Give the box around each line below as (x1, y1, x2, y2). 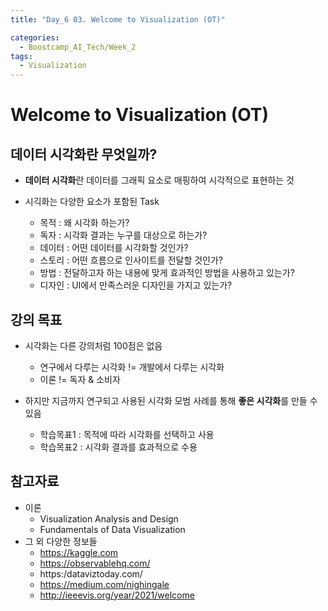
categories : (10, 32, 60, 43)
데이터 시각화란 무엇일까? (10, 146, 158, 163)
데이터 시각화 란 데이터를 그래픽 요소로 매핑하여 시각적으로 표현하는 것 (24, 174, 295, 186)
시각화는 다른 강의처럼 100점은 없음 (24, 339, 163, 351)
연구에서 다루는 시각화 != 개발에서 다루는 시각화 (39, 361, 225, 373)
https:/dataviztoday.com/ (39, 567, 143, 580)
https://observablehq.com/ (39, 557, 151, 569)
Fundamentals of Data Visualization (39, 523, 186, 535)
